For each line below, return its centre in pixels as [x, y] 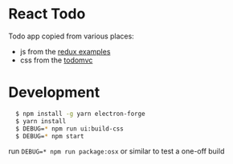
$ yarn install [41, 121]
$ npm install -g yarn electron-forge [81, 114]
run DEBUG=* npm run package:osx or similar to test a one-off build [117, 151]
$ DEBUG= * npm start [50, 136]
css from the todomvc [56, 60]
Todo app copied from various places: [71, 36]
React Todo [47, 14]
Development [54, 92]
